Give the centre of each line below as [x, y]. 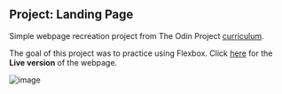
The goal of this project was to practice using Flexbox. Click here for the [141, 53]
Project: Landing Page [71, 15]
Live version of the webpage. [63, 62]
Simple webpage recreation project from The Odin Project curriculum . [137, 35]
